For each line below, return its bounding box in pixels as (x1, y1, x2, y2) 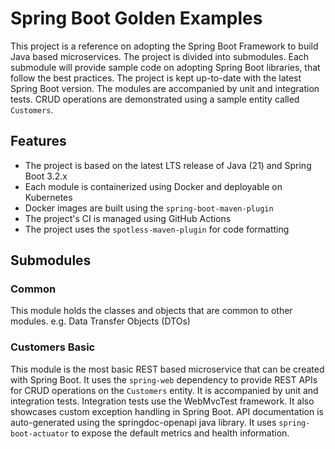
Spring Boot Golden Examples (10, 7, 263, 30)
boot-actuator (10, 428, 70, 439)
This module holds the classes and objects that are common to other (10, 305, 293, 317)
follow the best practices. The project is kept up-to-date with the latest (10, 72, 302, 84)
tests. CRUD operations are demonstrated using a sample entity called (10, 93, 300, 105)
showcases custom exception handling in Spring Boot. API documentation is (10, 405, 324, 417)
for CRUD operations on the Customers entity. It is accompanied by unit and (10, 384, 319, 396)
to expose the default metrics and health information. (71, 427, 290, 439)
